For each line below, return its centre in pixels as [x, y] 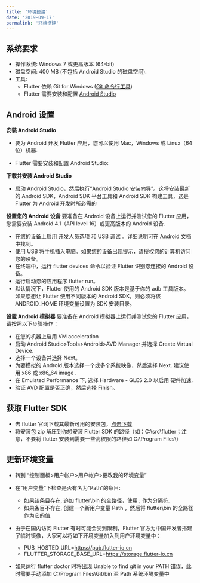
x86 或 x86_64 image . [49, 373]
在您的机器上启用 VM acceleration [57, 336]
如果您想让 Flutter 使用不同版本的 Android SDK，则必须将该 [88, 296]
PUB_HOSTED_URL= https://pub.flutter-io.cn [78, 547]
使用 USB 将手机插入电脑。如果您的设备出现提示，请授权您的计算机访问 [103, 251]
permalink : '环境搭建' [33, 23]
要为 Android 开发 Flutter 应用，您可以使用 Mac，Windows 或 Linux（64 [104, 143]
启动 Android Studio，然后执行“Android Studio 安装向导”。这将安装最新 [102, 188]
